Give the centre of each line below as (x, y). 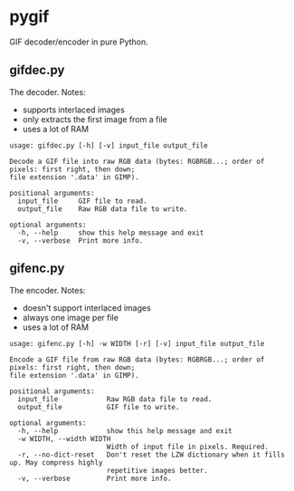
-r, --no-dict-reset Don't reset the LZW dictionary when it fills (151, 455)
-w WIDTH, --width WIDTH (64, 438)
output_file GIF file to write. (99, 407)
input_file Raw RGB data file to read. (115, 399)
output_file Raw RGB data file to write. (103, 209)
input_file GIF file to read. (82, 201)
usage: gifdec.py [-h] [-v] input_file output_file (109, 145)
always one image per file (71, 317)
